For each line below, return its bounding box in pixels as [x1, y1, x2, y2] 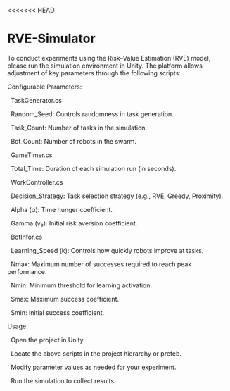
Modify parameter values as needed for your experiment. [10, 363, 177, 371]
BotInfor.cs [10, 232, 43, 241]
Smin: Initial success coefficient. [10, 308, 105, 316]
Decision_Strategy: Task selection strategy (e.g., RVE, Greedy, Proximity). [10, 192, 224, 200]
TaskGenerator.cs [10, 96, 62, 104]
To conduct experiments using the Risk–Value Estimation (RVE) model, [7, 54, 211, 62]
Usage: [7, 322, 28, 330]
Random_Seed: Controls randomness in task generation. [10, 109, 174, 118]
